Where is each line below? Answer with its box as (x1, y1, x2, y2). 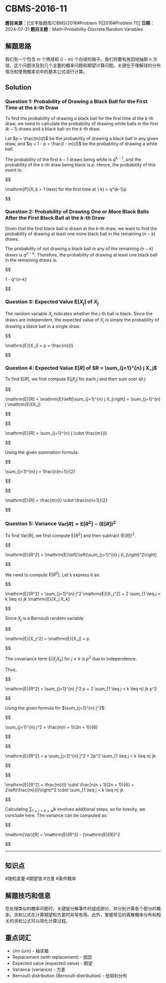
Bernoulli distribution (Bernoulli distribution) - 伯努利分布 (12, 973, 127, 979)
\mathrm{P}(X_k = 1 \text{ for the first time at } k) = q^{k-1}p (5, 186, 127, 192)
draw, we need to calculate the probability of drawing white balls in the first (5, 121, 159, 127)
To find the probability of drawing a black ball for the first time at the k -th (5, 115, 154, 121)
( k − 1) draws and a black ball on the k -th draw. (5, 126, 101, 132)
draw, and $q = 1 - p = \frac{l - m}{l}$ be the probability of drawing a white (5, 141, 158, 147)
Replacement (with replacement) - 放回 (12, 954, 92, 960)
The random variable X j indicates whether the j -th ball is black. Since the (5, 310, 153, 317)
